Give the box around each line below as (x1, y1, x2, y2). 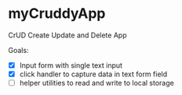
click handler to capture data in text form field (19, 69, 168, 79)
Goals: (8, 45, 29, 55)
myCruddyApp (8, 5, 106, 23)
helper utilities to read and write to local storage (19, 79, 174, 88)
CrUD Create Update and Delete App (8, 30, 127, 40)
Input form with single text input (19, 60, 123, 70)
